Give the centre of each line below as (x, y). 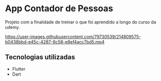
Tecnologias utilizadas (40, 57)
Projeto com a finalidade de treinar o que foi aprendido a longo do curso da (80, 22)
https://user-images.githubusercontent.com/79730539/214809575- (73, 37)
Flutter (19, 69)
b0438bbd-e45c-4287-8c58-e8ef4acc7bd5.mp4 (55, 41)
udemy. (13, 27)
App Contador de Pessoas (59, 9)
